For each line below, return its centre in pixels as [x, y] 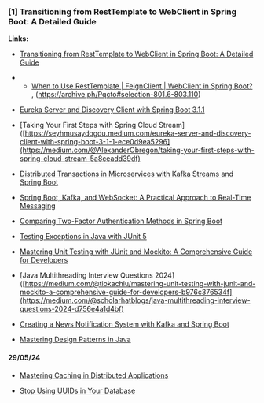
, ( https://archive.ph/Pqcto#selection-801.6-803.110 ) [116, 95]
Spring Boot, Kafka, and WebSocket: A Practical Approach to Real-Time [135, 198]
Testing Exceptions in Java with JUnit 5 [83, 237]
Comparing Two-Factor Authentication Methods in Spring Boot [121, 221]
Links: [18, 39]
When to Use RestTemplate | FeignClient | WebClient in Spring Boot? [142, 86]
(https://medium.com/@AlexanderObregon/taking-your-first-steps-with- [137, 150]
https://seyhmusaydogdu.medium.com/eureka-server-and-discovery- [138, 133]
